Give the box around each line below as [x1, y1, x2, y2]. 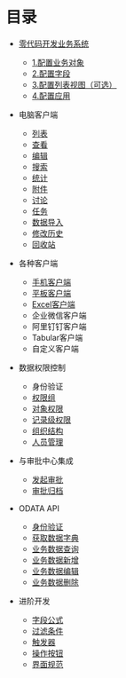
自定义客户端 [31, 343, 79, 354]
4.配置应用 [31, 90, 71, 101]
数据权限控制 [18, 362, 66, 373]
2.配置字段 [31, 67, 71, 79]
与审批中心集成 [18, 455, 74, 466]
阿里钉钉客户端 [31, 320, 87, 332]
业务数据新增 [31, 555, 79, 565]
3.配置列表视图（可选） [31, 79, 117, 90]
